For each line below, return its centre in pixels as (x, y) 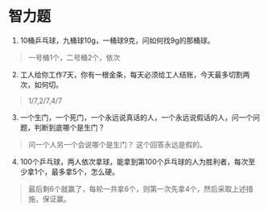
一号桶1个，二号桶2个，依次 (74, 57)
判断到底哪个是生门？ (70, 127)
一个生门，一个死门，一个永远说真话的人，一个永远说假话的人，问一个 (136, 117)
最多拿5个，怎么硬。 (85, 172)
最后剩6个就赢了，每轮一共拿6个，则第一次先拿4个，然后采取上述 (137, 188)
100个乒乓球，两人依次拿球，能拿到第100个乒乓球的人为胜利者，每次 (134, 161)
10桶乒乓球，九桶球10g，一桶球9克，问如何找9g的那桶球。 (117, 40)
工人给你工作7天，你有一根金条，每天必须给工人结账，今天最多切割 (131, 74)
